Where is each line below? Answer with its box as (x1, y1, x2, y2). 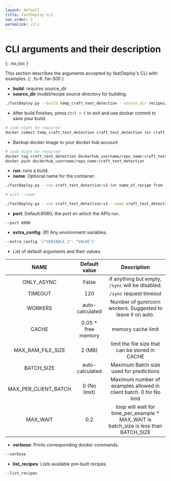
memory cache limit (111, 325, 159, 332)
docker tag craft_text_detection (5, 154, 76, 159)
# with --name (5, 192, 36, 197)
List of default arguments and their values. (12, 248, 102, 254)
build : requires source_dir (12, 86, 67, 92)
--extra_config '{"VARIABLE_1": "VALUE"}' (5, 239, 97, 244)
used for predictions (111, 367, 160, 375)
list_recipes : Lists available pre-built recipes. (12, 461, 108, 467)
